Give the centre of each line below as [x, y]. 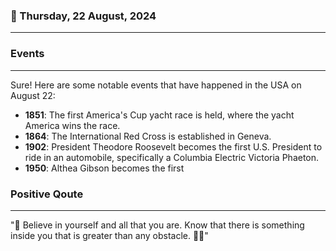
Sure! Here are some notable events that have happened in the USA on [156, 85]
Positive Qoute [47, 194]
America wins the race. [72, 125]
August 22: [33, 95]
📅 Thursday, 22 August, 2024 [83, 16]
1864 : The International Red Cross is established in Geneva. [148, 136]
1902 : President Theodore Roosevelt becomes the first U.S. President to [173, 146]
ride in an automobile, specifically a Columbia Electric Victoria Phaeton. [172, 157]
